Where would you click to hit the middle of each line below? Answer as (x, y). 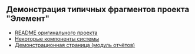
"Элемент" (28, 19)
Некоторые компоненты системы (57, 39)
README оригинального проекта (56, 33)
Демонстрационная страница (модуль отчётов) (75, 45)
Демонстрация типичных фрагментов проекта (98, 10)
